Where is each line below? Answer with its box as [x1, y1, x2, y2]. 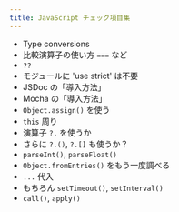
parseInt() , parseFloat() [22, 148, 118, 159]
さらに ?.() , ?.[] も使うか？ [22, 138, 129, 149]
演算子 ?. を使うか [22, 126, 92, 137]
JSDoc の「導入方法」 [22, 81, 106, 92]
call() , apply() [22, 192, 81, 203]
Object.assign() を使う [22, 104, 111, 115]
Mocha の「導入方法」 [22, 93, 107, 104]
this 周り [22, 116, 58, 126]
